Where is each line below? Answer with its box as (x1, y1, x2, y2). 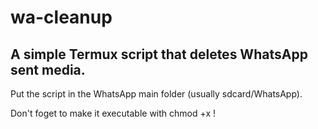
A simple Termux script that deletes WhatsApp (10, 46, 308, 63)
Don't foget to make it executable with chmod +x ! (10, 107, 217, 119)
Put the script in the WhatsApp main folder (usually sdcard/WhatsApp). (10, 88, 303, 100)
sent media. (10, 61, 86, 78)
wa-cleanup (10, 6, 113, 29)
